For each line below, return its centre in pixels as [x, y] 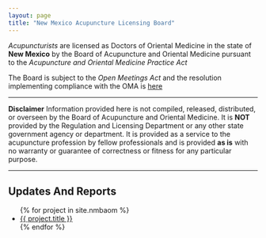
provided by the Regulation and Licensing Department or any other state [126, 125]
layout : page [30, 15]
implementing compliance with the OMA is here [85, 86]
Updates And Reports [63, 191]
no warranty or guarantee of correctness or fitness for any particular [120, 150]
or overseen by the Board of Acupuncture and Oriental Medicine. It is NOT [129, 117]
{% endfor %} [42, 227]
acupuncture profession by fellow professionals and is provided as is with [128, 142]
